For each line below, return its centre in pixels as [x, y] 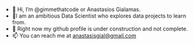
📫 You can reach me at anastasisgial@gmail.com [74, 36]
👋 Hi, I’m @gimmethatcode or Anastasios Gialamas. [76, 9]
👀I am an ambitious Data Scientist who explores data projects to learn [99, 16]
